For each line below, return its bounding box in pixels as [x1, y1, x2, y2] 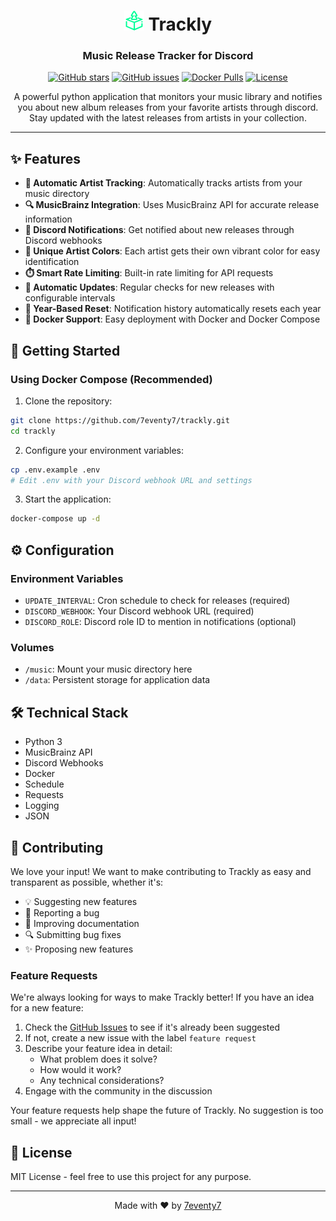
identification [24, 256, 80, 268]
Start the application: [24, 493, 112, 505]
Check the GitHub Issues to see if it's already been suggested [24, 1021, 280, 1034]
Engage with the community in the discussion [24, 1085, 213, 1097]
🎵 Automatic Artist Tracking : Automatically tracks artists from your [24, 177, 303, 189]
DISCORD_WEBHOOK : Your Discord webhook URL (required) [24, 605, 255, 617]
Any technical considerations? [39, 1075, 165, 1087]
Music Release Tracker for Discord [82, 49, 254, 63]
